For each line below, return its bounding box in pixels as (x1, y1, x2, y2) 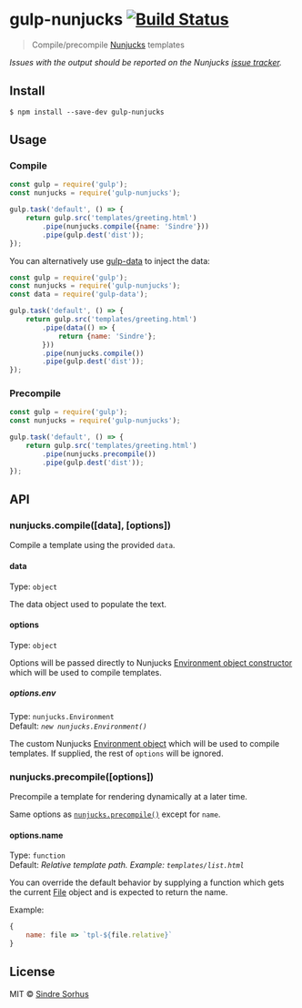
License (9, 964, 55, 980)
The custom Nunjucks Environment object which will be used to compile (9, 738, 280, 748)
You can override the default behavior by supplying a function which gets (9, 877, 285, 888)
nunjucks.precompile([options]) (9, 770, 155, 783)
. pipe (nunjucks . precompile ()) (42, 449, 156, 459)
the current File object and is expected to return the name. (9, 887, 228, 898)
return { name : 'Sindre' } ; (57, 331, 156, 341)
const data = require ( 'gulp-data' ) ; (9, 290, 148, 300)
